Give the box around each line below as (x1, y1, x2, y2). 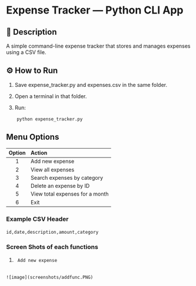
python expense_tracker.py (16, 116, 83, 122)
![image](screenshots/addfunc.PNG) (6, 274, 94, 280)
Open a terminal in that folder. (14, 92, 87, 100)
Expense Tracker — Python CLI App (6, 4, 184, 17)
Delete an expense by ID (30, 183, 90, 190)
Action (30, 149, 48, 156)
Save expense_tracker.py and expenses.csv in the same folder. (14, 81, 168, 88)
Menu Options (6, 132, 59, 142)
